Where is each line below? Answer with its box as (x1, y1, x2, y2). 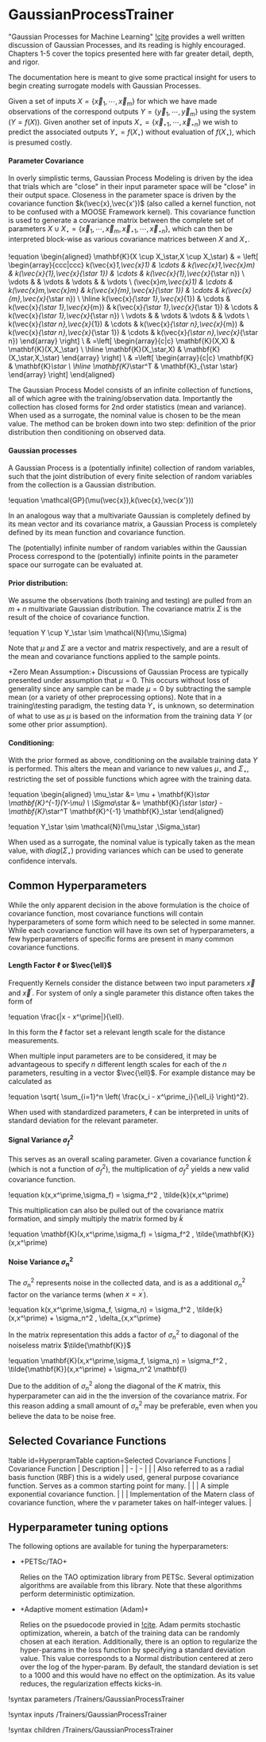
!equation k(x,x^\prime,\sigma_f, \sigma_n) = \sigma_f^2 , (8, 1305, 195, 1315)
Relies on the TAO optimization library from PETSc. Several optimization (19, 1572, 254, 1582)
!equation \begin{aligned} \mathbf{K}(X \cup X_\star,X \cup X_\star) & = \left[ (8, 252, 259, 261)
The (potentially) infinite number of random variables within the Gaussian (8, 543, 248, 553)
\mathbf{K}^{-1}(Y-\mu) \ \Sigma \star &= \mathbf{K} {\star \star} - (8, 798, 223, 807)
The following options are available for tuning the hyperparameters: (8, 1542, 229, 1551)
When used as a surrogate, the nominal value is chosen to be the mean (8, 410, 241, 420)
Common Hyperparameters (8, 879, 147, 892)
